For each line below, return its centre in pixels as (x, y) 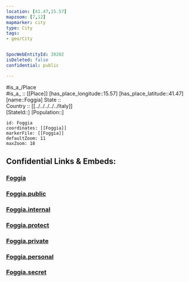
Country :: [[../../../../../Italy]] (39, 106)
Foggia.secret (26, 272)
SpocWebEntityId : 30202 (35, 55)
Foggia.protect (28, 225)
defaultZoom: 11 (26, 138)
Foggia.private (27, 241)
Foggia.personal (30, 257)
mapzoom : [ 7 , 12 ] (26, 17)
